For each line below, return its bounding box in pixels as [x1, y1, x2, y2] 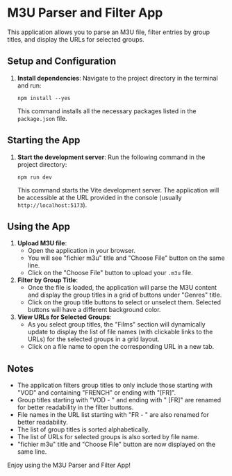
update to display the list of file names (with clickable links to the [27, 328, 213, 336]
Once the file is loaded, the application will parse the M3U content [27, 284, 217, 292]
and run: [17, 81, 42, 90]
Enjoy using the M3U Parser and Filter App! [7, 461, 131, 470]
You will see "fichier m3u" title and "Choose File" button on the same [27, 254, 225, 262]
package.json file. [17, 114, 67, 122]
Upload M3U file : [17, 239, 67, 247]
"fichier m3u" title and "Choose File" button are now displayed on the [17, 440, 216, 449]
